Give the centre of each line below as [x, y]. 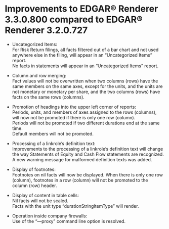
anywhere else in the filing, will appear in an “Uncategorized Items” [82, 55]
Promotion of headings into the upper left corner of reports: [74, 107]
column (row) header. [34, 186]
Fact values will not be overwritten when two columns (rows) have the [85, 81]
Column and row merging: [39, 75]
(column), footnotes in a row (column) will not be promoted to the [80, 180]
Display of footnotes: [34, 169]
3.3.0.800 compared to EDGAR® [74, 19]
